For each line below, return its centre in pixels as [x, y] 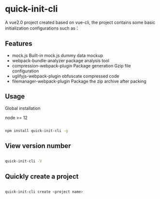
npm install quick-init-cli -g [36, 131]
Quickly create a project [42, 176]
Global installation [23, 108]
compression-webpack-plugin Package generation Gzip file [72, 66]
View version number [38, 146]
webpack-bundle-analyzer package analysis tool [61, 60]
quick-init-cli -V [23, 161]
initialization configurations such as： [42, 28]
